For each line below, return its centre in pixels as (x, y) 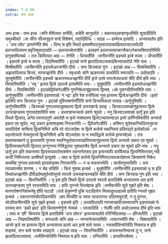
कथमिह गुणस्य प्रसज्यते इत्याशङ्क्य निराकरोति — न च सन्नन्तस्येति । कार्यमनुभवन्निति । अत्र (77, 163)
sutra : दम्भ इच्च (19, 15)
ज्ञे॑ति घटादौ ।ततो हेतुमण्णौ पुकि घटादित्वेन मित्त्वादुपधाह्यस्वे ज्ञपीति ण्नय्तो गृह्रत (96, 191)
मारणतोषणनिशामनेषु (20, 191)
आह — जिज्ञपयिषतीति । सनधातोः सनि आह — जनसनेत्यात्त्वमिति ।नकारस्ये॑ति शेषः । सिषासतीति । (83, 219)
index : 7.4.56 (20, 10)
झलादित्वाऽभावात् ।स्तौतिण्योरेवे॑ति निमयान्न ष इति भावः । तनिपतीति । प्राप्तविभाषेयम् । (71, 236)
